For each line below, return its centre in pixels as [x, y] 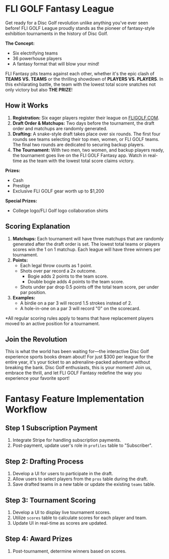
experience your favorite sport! [37, 378]
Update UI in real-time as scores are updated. [60, 523]
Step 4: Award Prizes [39, 539]
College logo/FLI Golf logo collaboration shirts [60, 211]
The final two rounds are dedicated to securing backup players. [78, 144]
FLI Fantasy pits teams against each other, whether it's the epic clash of [80, 73]
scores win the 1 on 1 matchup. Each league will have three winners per [87, 249]
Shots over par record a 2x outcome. [58, 271]
